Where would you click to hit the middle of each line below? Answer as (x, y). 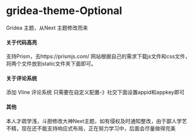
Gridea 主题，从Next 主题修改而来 (47, 28)
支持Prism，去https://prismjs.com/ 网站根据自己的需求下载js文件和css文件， (98, 56)
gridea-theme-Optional (64, 11)
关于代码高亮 (21, 42)
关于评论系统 (21, 78)
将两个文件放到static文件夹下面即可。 (51, 64)
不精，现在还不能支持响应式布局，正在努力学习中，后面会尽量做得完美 (91, 128)
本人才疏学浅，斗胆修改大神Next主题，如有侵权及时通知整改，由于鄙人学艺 (97, 121)
